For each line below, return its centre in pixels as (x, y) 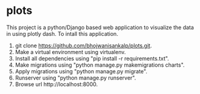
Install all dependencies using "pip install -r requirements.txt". (92, 58)
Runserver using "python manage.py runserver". (75, 78)
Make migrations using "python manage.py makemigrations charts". (100, 65)
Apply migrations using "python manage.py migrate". (81, 71)
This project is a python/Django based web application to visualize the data (100, 27)
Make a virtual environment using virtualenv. (70, 52)
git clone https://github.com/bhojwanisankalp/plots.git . (83, 45)
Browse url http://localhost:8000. (56, 84)
